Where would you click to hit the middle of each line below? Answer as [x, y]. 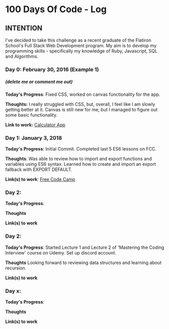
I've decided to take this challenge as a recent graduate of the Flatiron [78, 40]
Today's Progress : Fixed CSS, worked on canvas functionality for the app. [83, 94]
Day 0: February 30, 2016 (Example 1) [52, 69]
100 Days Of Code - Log [56, 9]
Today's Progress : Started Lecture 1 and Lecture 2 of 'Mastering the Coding [85, 247]
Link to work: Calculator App [35, 125]
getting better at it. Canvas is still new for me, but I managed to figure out [81, 109]
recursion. [16, 268]
